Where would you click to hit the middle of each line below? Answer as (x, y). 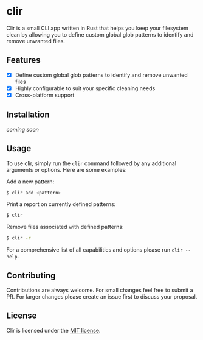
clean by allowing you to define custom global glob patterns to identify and (100, 34)
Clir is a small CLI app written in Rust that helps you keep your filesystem (97, 28)
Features (23, 60)
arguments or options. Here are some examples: (67, 169)
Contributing (31, 275)
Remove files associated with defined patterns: (65, 227)
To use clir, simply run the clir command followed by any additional (91, 163)
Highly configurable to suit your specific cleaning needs (85, 88)
